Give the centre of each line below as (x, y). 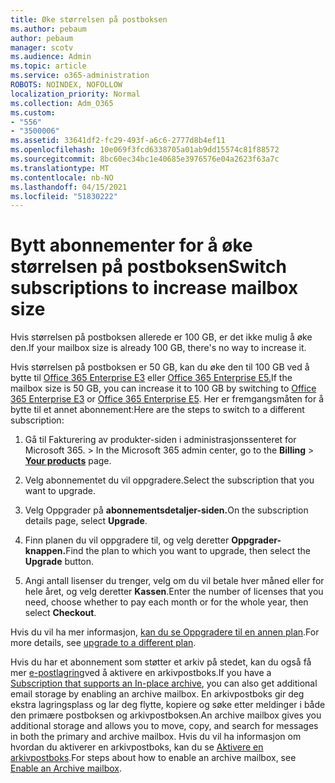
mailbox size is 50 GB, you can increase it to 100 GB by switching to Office (163, 388)
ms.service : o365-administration (80, 76)
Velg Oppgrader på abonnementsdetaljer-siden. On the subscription (166, 510)
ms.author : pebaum (48, 29)
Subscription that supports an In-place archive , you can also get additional (164, 683)
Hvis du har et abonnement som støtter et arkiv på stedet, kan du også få (161, 662)
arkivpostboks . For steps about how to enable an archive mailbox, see (153, 758)
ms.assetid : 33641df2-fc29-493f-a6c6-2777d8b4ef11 (118, 141)
